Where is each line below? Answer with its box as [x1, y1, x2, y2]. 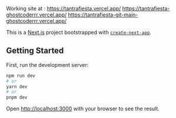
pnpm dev [6, 95, 28, 100]
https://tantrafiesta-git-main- [68, 11, 138, 18]
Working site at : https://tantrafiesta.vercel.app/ [6, 5, 121, 12]
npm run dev [6, 73, 35, 79]
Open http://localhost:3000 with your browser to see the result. [6, 105, 160, 112]
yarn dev [6, 83, 28, 90]
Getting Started [6, 46, 64, 56]
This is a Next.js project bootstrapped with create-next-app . [6, 29, 152, 36]
